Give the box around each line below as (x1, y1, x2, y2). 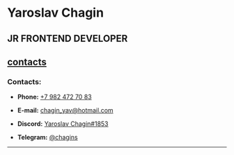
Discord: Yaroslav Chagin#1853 (17, 120, 109, 128)
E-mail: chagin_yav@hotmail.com (17, 106, 114, 115)
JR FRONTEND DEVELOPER (7, 33, 128, 44)
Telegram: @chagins (17, 133, 78, 142)
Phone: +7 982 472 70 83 (17, 92, 92, 101)
